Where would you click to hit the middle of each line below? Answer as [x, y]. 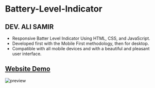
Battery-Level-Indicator [54, 9]
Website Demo [28, 69]
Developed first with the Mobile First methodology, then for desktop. [80, 44]
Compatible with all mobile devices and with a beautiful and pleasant [81, 49]
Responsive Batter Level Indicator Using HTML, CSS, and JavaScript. [81, 38]
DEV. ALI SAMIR [29, 27]
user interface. [27, 54]
